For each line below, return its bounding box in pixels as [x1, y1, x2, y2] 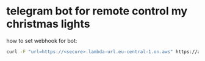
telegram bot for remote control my [6, 4, 188, 18]
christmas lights [6, 17, 90, 31]
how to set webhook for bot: [6, 37, 77, 44]
